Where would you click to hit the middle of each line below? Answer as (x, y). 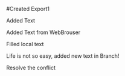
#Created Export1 (28, 9)
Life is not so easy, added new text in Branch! (63, 56)
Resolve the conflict (31, 67)
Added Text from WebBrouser (43, 32)
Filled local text (25, 44)
